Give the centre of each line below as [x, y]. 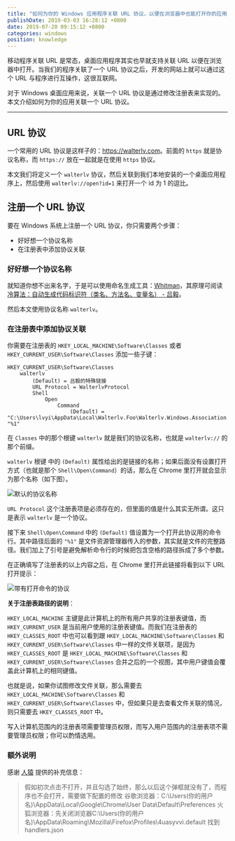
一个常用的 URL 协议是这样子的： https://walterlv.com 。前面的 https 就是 [112, 151]
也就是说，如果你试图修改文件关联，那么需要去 [74, 686]
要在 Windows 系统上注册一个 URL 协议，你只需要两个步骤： [94, 225]
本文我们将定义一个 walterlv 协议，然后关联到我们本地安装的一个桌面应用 [114, 174]
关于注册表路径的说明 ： [41, 604]
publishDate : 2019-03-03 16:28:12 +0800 [67, 20]
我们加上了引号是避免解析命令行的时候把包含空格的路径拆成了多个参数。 [123, 550]
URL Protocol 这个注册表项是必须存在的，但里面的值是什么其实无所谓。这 [113, 509]
